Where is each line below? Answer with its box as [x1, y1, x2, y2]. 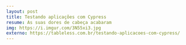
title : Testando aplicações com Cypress [6, 14, 107, 20]
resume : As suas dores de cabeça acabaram [6, 19, 112, 25]
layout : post [6, 8, 38, 15]
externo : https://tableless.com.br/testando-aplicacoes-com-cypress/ [6, 30, 181, 36]
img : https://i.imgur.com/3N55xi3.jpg [6, 25, 101, 31]
